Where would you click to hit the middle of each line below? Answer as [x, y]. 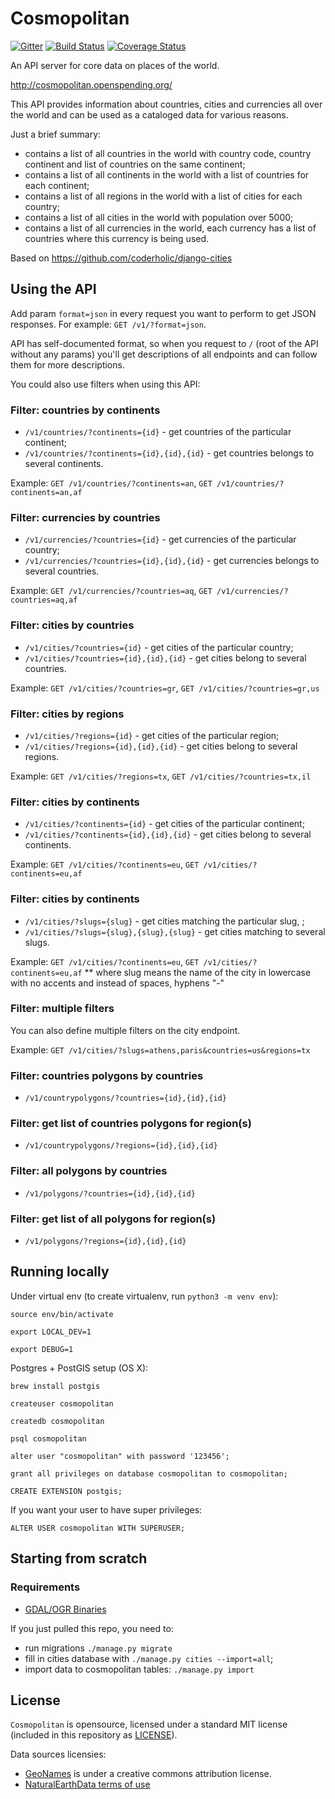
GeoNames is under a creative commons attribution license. [148, 1774]
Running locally [60, 1272]
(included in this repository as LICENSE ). [94, 1735]
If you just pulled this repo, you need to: [92, 1628]
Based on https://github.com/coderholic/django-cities [121, 258]
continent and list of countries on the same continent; [135, 164]
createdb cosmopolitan [57, 1421]
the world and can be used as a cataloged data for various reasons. [149, 114]
